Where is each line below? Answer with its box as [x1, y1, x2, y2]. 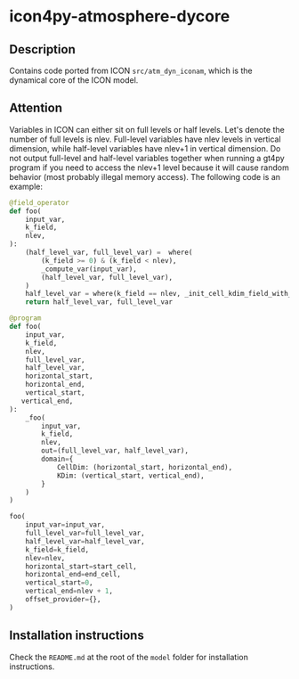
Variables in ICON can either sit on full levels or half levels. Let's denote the [9, 124, 285, 135]
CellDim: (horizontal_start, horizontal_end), [56, 462, 233, 471]
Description [9, 42, 76, 57]
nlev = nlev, [25, 553, 66, 562]
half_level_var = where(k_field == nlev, [25, 290, 181, 299]
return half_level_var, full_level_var [25, 298, 174, 307]
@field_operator [9, 198, 69, 207]
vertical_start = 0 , [25, 578, 93, 587]
